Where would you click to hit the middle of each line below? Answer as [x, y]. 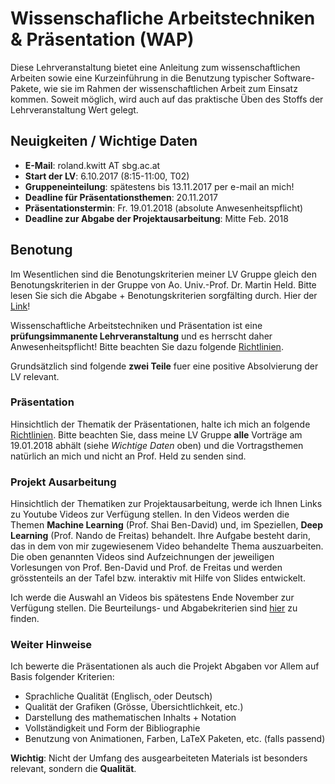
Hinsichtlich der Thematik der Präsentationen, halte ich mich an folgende [160, 424]
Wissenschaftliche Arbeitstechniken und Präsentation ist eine [136, 325]
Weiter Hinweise [51, 645]
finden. [25, 619]
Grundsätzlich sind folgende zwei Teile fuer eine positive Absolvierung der [164, 366]
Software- [294, 78]
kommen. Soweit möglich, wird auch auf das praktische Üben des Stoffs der [167, 99]
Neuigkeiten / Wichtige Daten [104, 141]
